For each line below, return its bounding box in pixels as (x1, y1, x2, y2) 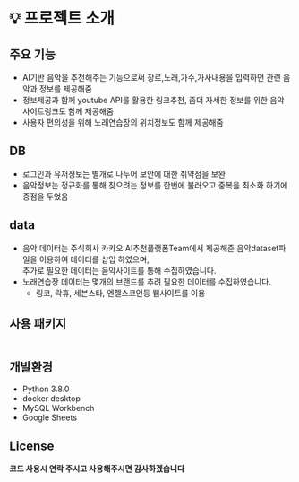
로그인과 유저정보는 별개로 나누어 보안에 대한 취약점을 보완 (21, 168, 226, 180)
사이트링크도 (21, 106, 67, 117)
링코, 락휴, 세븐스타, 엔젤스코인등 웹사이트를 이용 (35, 287, 206, 298)
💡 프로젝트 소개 (9, 8, 115, 29)
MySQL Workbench (21, 403, 95, 414)
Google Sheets (21, 412, 78, 423)
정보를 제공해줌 (38, 83, 92, 94)
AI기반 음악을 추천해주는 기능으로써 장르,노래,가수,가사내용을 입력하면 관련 (21, 73, 282, 83)
